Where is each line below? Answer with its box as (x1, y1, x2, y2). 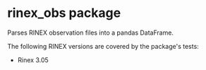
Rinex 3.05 (17, 55, 49, 64)
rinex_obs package (7, 5, 121, 21)
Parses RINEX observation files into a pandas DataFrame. (7, 28, 174, 37)
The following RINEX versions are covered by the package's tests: (7, 42, 199, 50)
